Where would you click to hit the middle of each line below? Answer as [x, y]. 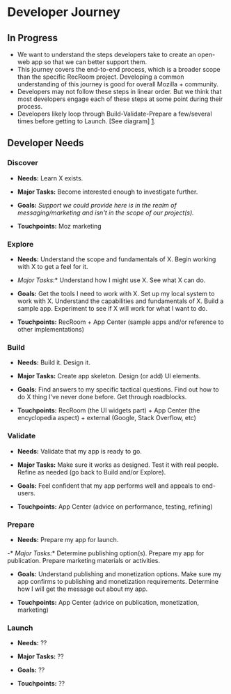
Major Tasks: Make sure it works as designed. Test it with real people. [118, 465]
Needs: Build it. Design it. [54, 362]
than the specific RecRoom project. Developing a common [101, 77]
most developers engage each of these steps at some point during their [120, 99]
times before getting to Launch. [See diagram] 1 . [86, 121]
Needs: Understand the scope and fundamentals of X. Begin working [117, 259]
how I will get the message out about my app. [82, 589]
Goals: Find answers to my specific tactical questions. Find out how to [118, 390]
